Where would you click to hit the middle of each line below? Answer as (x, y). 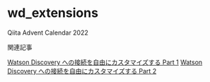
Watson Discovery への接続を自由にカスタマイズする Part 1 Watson (105, 62)
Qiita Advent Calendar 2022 (48, 33)
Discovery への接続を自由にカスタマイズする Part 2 (82, 71)
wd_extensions (53, 13)
